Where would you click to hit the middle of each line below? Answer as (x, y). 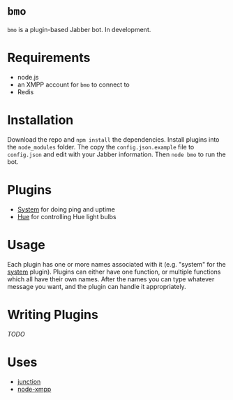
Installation (40, 120)
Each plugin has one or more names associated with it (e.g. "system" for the (116, 264)
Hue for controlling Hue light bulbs (67, 216)
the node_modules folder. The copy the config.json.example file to (101, 147)
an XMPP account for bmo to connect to (74, 84)
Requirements (49, 58)
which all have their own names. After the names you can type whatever (111, 279)
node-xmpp (34, 389)
